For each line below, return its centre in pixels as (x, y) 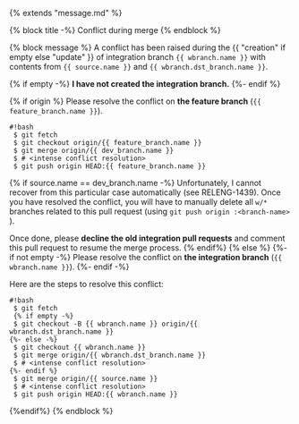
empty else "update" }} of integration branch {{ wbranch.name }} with (138, 57)
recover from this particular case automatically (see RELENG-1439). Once (145, 192)
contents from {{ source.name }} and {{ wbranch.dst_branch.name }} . (139, 67)
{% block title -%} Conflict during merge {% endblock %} (115, 30)
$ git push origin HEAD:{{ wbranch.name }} (95, 394)
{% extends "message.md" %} (66, 13)
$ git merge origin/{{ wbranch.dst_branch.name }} (109, 355)
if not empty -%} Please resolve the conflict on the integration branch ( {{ (146, 257)
